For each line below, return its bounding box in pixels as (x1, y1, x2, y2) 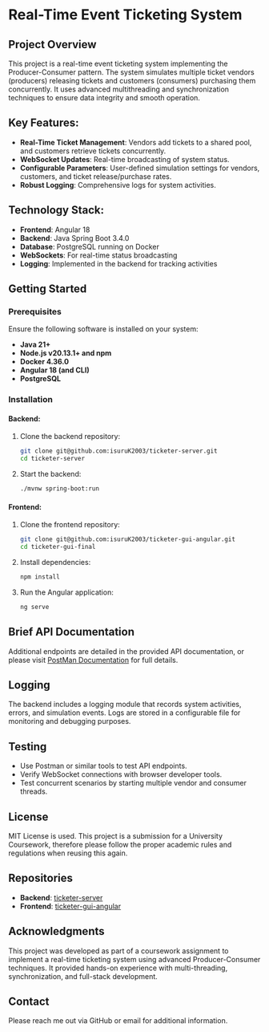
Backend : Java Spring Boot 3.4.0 (19, 233, 130, 242)
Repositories (8, 872, 74, 885)
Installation (8, 394, 54, 405)
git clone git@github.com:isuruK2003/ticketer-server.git (19, 447, 218, 455)
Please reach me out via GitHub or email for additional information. (8, 1016, 228, 1026)
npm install (19, 573, 60, 581)
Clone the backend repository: (19, 432, 121, 441)
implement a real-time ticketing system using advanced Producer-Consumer (8, 954, 261, 964)
